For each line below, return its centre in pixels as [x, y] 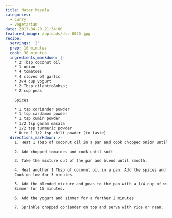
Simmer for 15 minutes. [40, 189]
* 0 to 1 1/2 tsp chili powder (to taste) [60, 133]
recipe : [14, 39]
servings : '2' [25, 43]
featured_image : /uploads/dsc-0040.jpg [48, 34]
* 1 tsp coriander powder [42, 109]
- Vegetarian [24, 24]
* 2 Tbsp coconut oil [37, 62]
